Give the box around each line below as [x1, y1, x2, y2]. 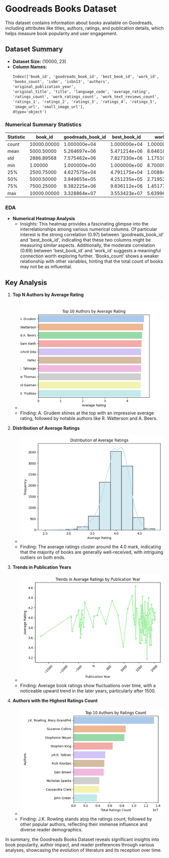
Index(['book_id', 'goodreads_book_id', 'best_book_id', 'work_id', [12, 74, 159, 79]
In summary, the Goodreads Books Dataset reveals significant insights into [5, 836, 159, 842]
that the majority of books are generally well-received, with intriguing [20, 549, 163, 555]
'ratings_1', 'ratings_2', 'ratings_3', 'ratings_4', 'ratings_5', [12, 99, 157, 104]
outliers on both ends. [20, 554, 66, 560]
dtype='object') [12, 109, 47, 114]
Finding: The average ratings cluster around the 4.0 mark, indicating [20, 543, 161, 549]
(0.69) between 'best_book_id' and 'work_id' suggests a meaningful [20, 248, 161, 254]
